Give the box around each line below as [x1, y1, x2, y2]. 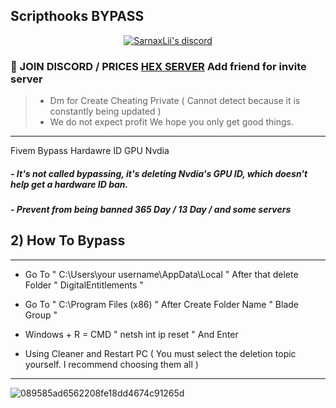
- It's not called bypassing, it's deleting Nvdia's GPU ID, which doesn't [10, 167, 308, 179]
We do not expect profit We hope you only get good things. [49, 116, 295, 128]
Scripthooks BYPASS [10, 8, 145, 25]
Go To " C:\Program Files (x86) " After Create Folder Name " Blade [24, 298, 299, 310]
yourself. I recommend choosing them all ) [24, 358, 199, 370]
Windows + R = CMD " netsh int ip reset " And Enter [24, 328, 239, 340]
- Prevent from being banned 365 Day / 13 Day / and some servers [10, 204, 292, 216]
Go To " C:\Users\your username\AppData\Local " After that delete [24, 268, 299, 280]
